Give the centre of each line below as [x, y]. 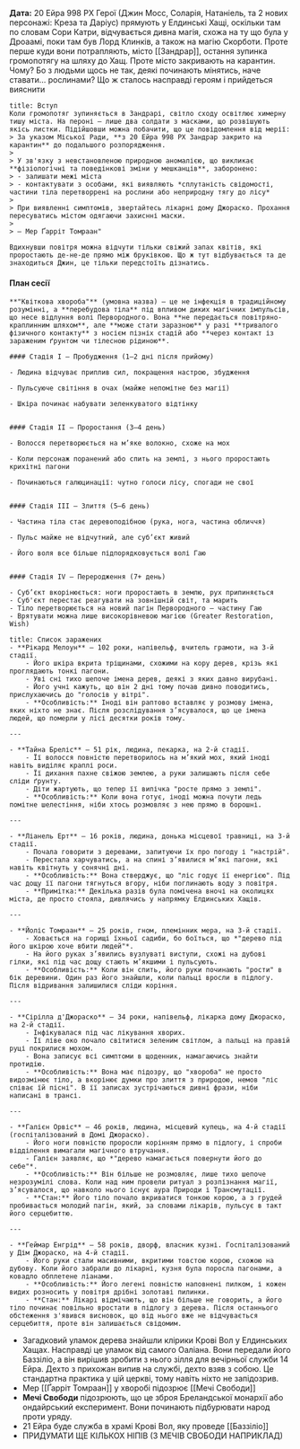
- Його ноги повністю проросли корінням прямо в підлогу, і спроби [154, 1143]
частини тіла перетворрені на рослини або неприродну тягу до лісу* [140, 192]
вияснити [27, 89]
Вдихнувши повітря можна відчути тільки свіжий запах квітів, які [136, 247]
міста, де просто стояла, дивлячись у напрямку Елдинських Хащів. [136, 899]
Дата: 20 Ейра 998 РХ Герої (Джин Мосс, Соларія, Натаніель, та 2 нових [149, 13]
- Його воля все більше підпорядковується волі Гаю [107, 553]
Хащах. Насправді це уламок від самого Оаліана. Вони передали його [156, 1350]
